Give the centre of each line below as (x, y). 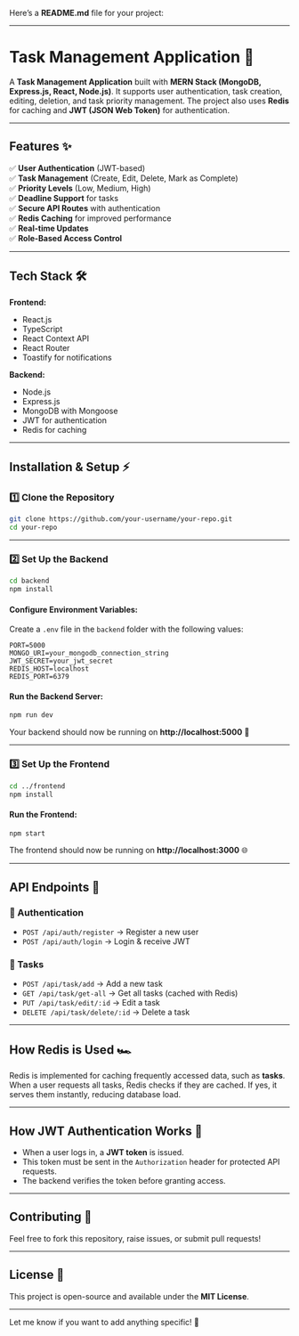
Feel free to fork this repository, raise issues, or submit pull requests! (135, 1238)
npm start (28, 833)
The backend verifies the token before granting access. (124, 1181)
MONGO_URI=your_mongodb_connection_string (89, 654)
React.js (37, 319)
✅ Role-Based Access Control (66, 238)
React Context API (56, 338)
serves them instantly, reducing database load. (95, 1095)
